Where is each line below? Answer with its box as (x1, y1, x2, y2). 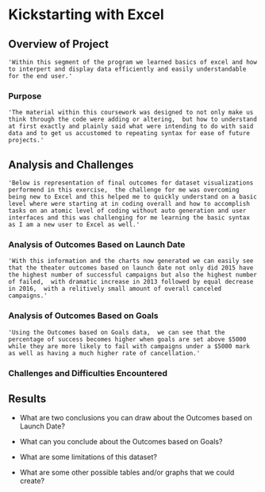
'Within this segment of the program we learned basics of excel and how (8, 58, 258, 66)
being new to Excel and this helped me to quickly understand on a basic (8, 193, 258, 201)
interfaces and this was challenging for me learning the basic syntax (8, 214, 250, 222)
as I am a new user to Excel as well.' (8, 221, 140, 229)
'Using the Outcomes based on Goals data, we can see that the (8, 328, 225, 336)
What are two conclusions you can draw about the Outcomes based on (19, 413, 252, 423)
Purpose (8, 90, 42, 101)
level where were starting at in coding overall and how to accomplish (8, 200, 250, 208)
